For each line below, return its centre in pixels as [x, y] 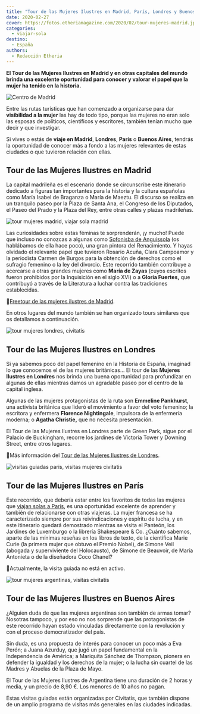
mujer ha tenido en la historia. [44, 85]
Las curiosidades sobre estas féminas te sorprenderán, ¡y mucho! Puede [95, 233]
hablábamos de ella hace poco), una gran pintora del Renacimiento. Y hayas [99, 246]
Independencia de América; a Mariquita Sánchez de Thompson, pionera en [98, 656]
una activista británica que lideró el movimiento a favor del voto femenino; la [100, 407]
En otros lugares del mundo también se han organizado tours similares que [98, 313]
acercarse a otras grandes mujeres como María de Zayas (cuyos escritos [96, 271]
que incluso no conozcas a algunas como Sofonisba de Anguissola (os [93, 239]
